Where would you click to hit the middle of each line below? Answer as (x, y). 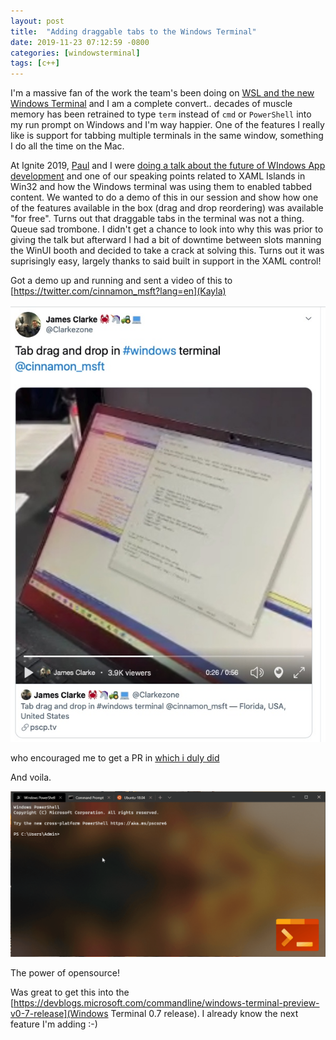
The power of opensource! (65, 972)
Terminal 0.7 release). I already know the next (204, 1013)
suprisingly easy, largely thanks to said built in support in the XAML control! (166, 261)
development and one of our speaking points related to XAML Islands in (158, 176)
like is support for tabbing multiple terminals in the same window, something (167, 136)
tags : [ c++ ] (35, 63)
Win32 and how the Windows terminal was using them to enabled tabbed (161, 187)
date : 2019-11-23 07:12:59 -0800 (80, 42)
